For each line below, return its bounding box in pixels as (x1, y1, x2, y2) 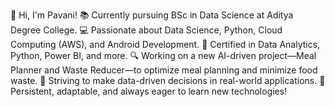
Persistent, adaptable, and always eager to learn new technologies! (10, 85, 288, 97)
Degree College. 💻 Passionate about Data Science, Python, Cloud (10, 24, 283, 36)
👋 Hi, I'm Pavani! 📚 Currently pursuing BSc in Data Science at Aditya (10, 9, 294, 21)
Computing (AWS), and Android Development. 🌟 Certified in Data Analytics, (10, 39, 321, 50)
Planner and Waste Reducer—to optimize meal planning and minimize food (10, 64, 318, 76)
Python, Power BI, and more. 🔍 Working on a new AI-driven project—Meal (10, 50, 317, 61)
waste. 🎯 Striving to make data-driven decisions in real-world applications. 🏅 (10, 75, 326, 86)
